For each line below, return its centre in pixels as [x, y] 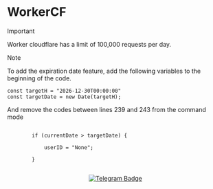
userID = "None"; [69, 147]
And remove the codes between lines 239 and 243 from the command [106, 109]
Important [21, 31]
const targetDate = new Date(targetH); [64, 97]
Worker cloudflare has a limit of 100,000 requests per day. [89, 44]
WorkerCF [37, 12]
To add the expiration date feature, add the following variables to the [104, 71]
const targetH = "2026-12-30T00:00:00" [64, 91]
